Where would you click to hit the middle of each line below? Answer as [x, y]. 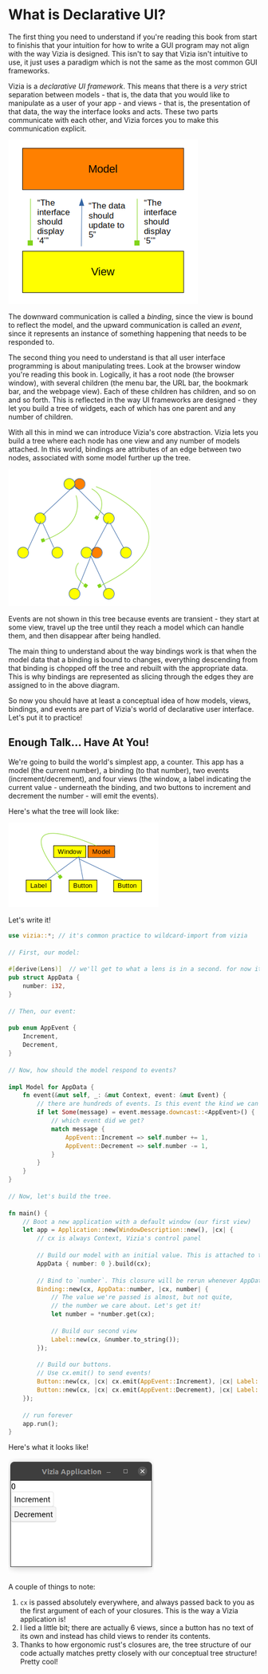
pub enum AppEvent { [43, 1028]
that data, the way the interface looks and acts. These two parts [113, 111]
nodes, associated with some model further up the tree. [100, 457]
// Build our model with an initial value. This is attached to [146, 1255]
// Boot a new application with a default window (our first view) [137, 1222]
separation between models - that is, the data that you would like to [119, 94]
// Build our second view [94, 1331]
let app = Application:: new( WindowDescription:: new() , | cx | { [128, 1230]
